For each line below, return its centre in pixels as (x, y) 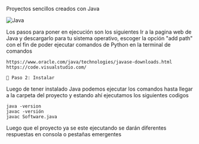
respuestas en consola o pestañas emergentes (64, 134)
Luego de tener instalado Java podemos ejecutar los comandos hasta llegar (99, 89)
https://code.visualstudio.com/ (46, 67)
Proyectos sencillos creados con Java (53, 9)
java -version (24, 106)
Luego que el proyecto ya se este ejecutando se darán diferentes (86, 128)
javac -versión (25, 112)
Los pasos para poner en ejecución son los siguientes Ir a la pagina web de (99, 32)
